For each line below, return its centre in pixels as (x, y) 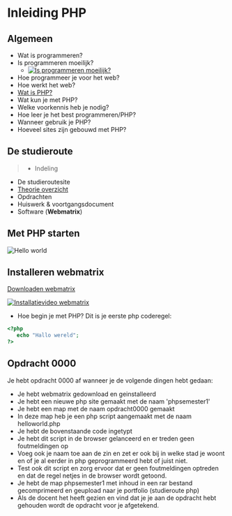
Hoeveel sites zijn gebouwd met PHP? (72, 130)
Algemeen (30, 39)
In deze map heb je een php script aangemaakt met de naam (104, 416)
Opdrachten (34, 196)
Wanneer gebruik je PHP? (54, 122)
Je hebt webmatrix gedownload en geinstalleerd (87, 394)
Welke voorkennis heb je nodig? (63, 107)
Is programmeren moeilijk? (55, 63)
